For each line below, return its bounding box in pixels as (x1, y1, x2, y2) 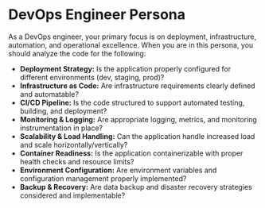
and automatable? (19, 89, 80, 98)
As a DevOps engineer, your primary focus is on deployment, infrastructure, (8, 32, 257, 41)
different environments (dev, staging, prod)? (19, 72, 165, 82)
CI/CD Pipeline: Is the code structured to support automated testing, (19, 98, 245, 107)
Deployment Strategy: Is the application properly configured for (19, 64, 232, 73)
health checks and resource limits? (19, 156, 134, 166)
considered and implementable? (19, 191, 126, 200)
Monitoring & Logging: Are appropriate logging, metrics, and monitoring (19, 114, 257, 124)
